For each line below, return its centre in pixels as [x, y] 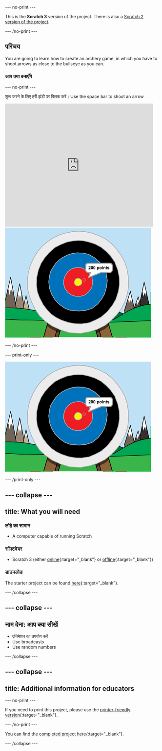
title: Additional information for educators [70, 689]
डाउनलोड [14, 572]
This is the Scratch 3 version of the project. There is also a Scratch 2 [74, 16]
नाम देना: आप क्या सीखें [31, 624]
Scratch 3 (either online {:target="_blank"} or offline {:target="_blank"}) [83, 559]
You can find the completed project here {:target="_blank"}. [65, 734]
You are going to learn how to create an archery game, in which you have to [81, 58]
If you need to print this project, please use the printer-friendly [68, 710]
